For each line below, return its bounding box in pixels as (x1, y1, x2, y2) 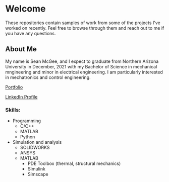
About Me (5, 45, 37, 53)
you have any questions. (5, 30, 57, 36)
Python (20, 134, 35, 140)
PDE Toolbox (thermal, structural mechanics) (27, 160, 121, 166)
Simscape (27, 171, 49, 177)
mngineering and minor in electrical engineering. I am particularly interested (5, 69, 163, 75)
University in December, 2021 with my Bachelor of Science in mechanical (5, 63, 157, 69)
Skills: (5, 106, 21, 113)
